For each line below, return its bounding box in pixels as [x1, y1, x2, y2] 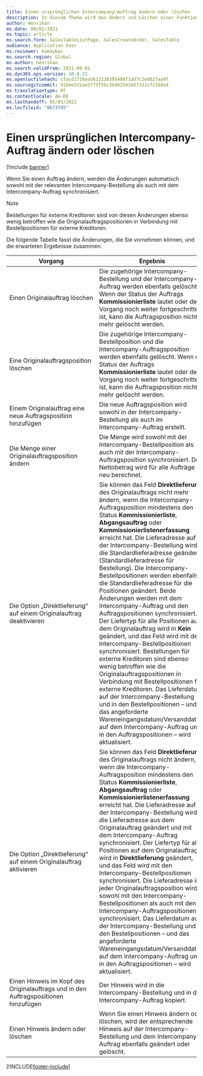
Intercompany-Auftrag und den [98, 602, 188, 610]
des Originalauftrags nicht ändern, [98, 755, 196, 764]
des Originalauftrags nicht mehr [98, 488, 189, 497]
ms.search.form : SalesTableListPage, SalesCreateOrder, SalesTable [6, 37, 180, 43]
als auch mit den [149, 899, 196, 908]
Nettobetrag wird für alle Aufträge [98, 463, 195, 472]
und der [130, 275, 153, 283]
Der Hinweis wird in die [98, 981, 165, 989]
